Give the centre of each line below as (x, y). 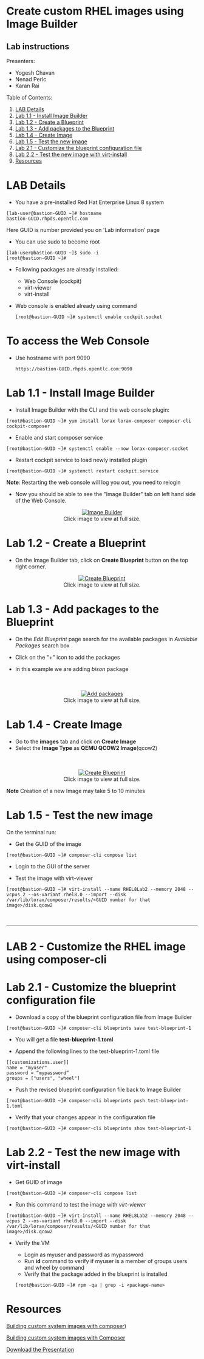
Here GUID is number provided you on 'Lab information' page (83, 230)
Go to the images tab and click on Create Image (76, 741)
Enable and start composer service (59, 437)
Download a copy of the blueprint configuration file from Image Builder (104, 1017)
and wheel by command (54, 1267)
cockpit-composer (28, 426)
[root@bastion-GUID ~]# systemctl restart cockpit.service (83, 471)
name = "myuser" (27, 1068)
